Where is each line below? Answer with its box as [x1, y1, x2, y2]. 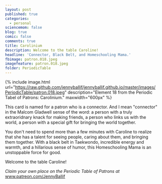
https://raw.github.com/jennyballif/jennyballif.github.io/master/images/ [15, 84, 156, 90]
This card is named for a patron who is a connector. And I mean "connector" [5, 104, 158, 110]
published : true [5, 12, 38, 17]
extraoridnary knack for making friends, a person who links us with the [5, 115, 146, 120]
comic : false [5, 34, 32, 39]
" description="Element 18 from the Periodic [65, 89, 153, 95]
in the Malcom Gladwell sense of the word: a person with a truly [5, 109, 132, 115]
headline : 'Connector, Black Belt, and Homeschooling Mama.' [5, 52, 131, 57]
